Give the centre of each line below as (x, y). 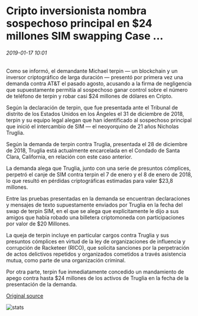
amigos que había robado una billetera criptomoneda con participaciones (95, 218)
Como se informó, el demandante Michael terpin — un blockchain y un (92, 71)
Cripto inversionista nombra (76, 11)
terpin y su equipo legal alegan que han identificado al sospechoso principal (99, 120)
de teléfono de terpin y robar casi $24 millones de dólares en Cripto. (90, 96)
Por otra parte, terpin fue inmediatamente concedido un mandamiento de (95, 272)
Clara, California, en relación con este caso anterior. (69, 157)
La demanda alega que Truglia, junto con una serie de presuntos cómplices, (98, 168)
